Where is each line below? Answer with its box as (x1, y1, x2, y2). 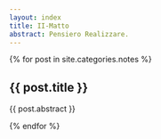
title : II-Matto (9, 21, 69, 30)
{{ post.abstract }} (9, 103, 76, 114)
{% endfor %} (9, 121, 60, 132)
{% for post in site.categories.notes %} (9, 54, 153, 65)
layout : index (9, 12, 62, 22)
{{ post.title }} (9, 79, 89, 94)
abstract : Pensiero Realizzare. (9, 29, 129, 38)
